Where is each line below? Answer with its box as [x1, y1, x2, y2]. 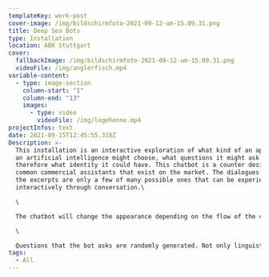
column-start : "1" [22, 86, 84, 95]
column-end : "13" [22, 94, 81, 102]
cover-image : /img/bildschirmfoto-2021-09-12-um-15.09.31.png [8, 19, 220, 27]
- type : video [29, 109, 78, 117]
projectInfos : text [8, 124, 74, 132]
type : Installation [8, 34, 74, 43]
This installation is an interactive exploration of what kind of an [15, 146, 252, 154]
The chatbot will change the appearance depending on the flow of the [15, 212, 256, 221]
